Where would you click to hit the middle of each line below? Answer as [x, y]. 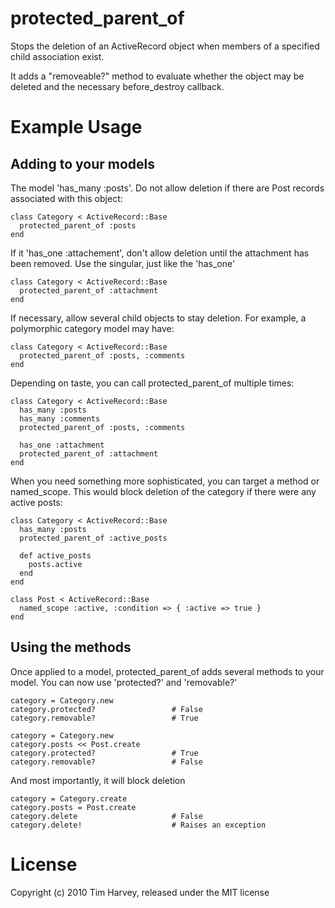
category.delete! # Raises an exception [138, 825]
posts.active [55, 564]
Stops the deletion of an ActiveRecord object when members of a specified [165, 46]
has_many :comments [60, 418]
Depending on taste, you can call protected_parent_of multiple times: [152, 383]
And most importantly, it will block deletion [98, 780]
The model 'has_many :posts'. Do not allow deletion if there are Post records [167, 188]
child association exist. [57, 56]
